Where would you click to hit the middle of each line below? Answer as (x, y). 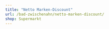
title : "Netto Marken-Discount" (39, 10)
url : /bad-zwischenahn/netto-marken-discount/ (55, 14)
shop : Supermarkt (23, 19)
